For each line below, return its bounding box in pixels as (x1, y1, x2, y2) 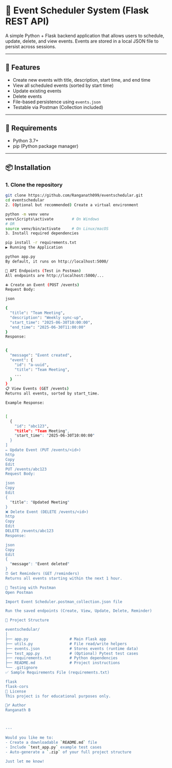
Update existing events (12, 87, 61, 94)
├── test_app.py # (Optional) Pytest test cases (5, 651, 139, 656)
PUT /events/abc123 (5, 466, 47, 472)
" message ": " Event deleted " (10, 561, 70, 567)
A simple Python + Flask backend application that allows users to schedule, (5, 32, 165, 39)
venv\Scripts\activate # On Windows (5, 216, 100, 221)
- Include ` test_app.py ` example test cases (5, 744, 102, 750)
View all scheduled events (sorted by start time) (12, 82, 114, 88)
